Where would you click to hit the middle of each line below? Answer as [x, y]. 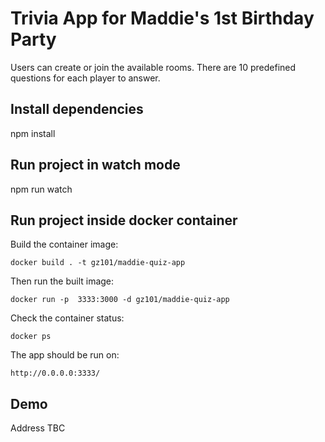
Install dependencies [77, 109]
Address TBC [38, 428]
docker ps [31, 337]
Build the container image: [64, 244]
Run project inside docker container [124, 220]
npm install [33, 133]
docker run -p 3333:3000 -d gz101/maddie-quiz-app [120, 300]
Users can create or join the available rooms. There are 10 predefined [153, 67]
